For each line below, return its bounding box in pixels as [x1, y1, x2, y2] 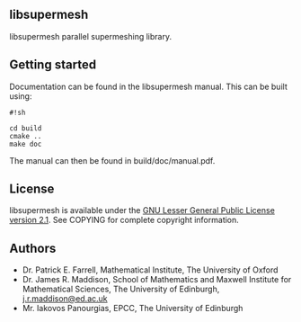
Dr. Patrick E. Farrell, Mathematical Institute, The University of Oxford [22, 264, 279, 275]
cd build [9, 123, 42, 133]
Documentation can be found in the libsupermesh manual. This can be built [9, 81, 288, 92]
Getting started [9, 58, 97, 73]
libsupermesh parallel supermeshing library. [9, 31, 173, 41]
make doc [9, 139, 42, 148]
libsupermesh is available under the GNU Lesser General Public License [9, 205, 276, 216]
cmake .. [9, 131, 42, 140]
